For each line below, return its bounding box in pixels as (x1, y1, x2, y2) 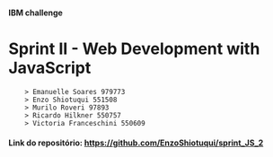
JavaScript (8, 57, 92, 78)
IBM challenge (8, 7, 64, 18)
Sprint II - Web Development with (8, 39, 260, 58)
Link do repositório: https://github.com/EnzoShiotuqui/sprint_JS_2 (8, 137, 264, 148)
